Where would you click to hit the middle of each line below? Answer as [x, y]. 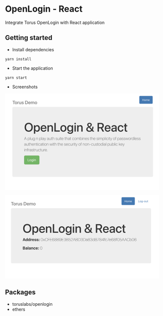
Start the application [32, 68]
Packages [20, 292]
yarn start [16, 78]
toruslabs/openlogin [32, 304]
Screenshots [25, 87]
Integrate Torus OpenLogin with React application [55, 22]
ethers [19, 309]
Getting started [29, 38]
